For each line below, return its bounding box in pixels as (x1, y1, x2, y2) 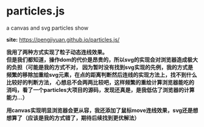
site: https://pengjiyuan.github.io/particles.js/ (6, 36, 120, 43)
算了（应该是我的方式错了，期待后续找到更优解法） (11, 114, 140, 122)
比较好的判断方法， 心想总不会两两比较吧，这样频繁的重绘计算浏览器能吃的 (6, 79, 195, 86)
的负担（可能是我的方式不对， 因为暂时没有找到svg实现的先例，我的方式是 (6, 63, 194, 71)
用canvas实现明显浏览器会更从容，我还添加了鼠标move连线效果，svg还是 (6, 106, 193, 114)
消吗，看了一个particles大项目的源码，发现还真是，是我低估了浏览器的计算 (6, 86, 195, 93)
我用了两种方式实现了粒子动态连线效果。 (6, 48, 108, 56)
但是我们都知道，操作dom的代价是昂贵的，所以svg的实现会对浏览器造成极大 (6, 56, 199, 63)
